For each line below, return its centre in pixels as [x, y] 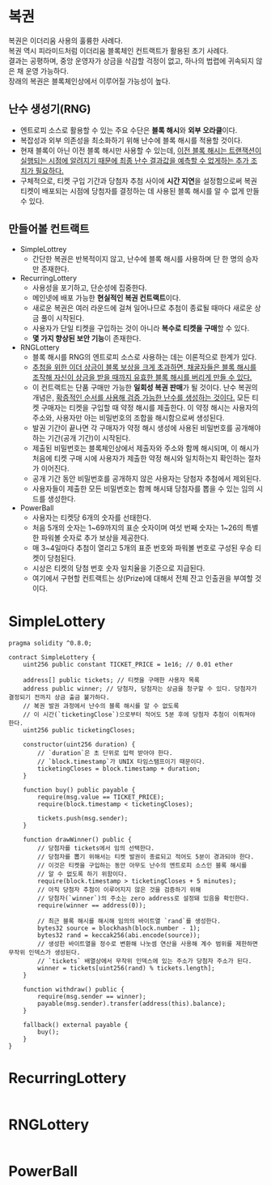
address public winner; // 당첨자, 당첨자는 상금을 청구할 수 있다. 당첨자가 [140, 688]
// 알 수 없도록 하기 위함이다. [83, 874]
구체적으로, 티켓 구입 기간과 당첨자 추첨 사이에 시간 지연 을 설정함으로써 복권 [138, 181]
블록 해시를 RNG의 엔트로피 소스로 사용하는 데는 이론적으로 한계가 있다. [144, 356]
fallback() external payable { [76, 1025]
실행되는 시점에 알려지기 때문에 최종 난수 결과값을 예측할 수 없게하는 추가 [134, 160]
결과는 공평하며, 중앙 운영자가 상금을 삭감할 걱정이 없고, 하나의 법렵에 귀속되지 [131, 61]
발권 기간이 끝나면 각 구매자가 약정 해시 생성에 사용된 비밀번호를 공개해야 [146, 428]
